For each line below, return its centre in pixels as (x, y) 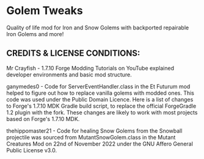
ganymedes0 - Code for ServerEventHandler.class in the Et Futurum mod (98, 86)
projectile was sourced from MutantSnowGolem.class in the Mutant (91, 137)
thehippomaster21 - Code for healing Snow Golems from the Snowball (94, 131)
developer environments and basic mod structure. (69, 75)
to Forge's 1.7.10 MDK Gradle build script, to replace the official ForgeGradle (101, 106)
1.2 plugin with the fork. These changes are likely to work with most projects (102, 112)
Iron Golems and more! (35, 34)
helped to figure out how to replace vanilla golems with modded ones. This (100, 93)
